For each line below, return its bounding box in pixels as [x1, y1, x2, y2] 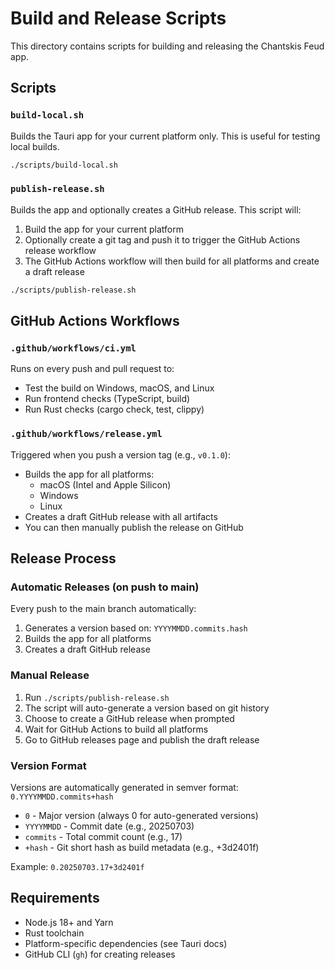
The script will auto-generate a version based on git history [24, 702, 270, 714]
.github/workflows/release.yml [10, 428, 163, 440]
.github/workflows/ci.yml [10, 342, 137, 354]
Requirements [10, 890, 100, 907]
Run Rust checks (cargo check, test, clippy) [24, 403, 205, 416]
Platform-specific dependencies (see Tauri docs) [24, 937, 228, 949]
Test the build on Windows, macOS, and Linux [24, 382, 215, 394]
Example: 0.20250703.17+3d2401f [10, 860, 145, 872]
